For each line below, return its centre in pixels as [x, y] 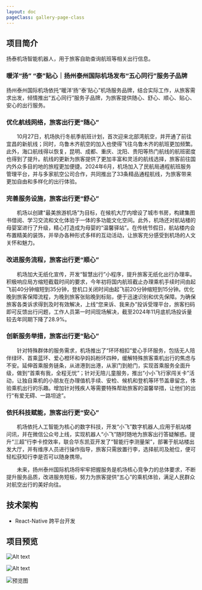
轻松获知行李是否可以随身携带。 [46, 457]
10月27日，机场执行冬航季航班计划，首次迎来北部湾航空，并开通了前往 [104, 136]
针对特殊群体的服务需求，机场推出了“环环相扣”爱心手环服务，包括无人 [103, 350]
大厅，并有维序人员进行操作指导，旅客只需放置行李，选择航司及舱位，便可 [103, 449]
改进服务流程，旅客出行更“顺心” [53, 260]
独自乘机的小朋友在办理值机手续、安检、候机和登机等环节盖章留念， [106, 380]
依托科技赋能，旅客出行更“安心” [53, 412]
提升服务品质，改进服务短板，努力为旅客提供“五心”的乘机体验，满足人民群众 [101, 477]
